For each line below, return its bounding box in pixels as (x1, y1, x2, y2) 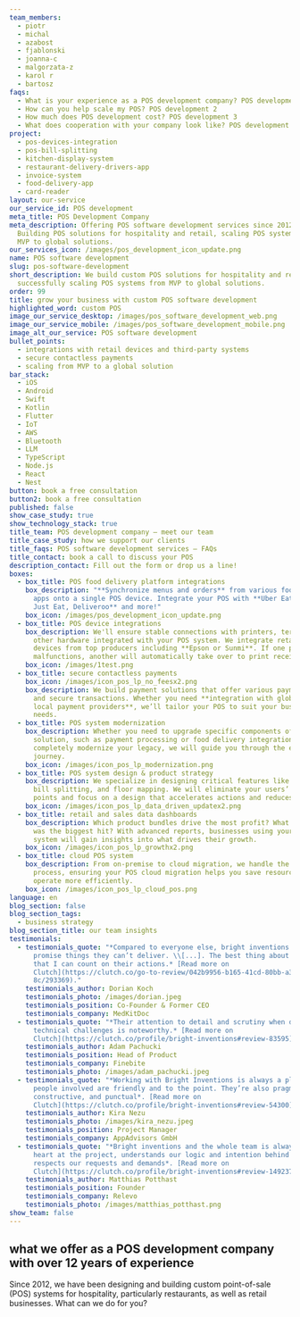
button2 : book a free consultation (9, 495, 142, 504)
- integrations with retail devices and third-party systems (17, 345, 250, 354)
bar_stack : (9, 370, 50, 379)
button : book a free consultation (9, 486, 138, 496)
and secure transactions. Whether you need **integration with (32, 694, 274, 703)
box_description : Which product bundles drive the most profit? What (25, 818, 290, 827)
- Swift (17, 395, 46, 404)
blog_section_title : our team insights (9, 926, 158, 936)
